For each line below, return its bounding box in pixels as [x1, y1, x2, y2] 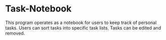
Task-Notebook [5, 3, 72, 14]
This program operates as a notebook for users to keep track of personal [5, 19, 157, 25]
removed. [5, 30, 25, 36]
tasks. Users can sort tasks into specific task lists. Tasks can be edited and [5, 24, 161, 30]
